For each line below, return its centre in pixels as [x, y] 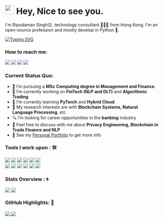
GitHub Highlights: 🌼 [30, 203]
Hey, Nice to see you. [60, 11]
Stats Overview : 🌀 [27, 179]
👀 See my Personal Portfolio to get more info [56, 135]
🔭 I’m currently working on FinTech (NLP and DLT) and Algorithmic [80, 91]
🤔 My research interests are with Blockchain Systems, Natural [75, 107]
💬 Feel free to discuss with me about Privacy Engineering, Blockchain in [85, 124]
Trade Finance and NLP [36, 130]
